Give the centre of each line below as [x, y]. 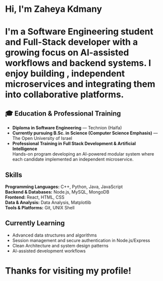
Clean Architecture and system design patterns [60, 245]
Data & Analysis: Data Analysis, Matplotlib [48, 202]
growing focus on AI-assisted [67, 53]
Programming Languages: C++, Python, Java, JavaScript [64, 187]
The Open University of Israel [42, 138]
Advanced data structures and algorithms [55, 235]
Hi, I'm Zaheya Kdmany [54, 9]
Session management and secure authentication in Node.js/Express [81, 240]
